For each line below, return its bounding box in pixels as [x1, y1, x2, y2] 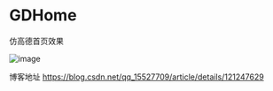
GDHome [9, 5, 77, 26]
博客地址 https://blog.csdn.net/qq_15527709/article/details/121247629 [9, 72, 264, 82]
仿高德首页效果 [9, 35, 64, 46]
